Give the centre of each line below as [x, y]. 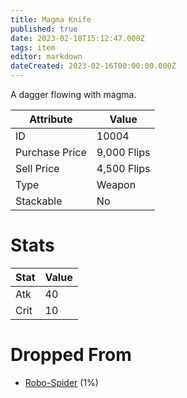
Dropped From [71, 355]
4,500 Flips [123, 168]
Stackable [39, 201]
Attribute [51, 119]
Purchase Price [51, 152]
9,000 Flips [123, 152]
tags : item [33, 47]
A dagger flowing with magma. [73, 94]
